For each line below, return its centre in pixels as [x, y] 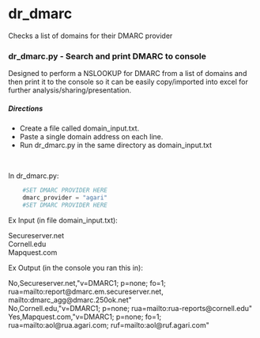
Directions [26, 108]
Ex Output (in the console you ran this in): [76, 268]
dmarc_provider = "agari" [65, 198]
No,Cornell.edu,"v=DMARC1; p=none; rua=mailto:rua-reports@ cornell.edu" [130, 308]
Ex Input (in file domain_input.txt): [63, 220]
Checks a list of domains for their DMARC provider [90, 36]
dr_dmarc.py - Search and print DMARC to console [107, 56]
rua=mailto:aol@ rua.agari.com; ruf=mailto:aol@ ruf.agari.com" [109, 325]
